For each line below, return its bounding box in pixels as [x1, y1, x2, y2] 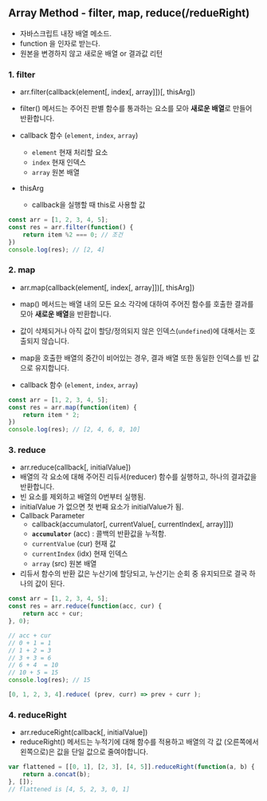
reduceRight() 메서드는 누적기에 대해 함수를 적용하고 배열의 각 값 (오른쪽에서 [19, 737, 259, 747]
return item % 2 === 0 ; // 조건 [22, 231, 124, 239]
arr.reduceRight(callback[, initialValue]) [19, 728, 148, 737]
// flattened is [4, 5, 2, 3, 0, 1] [8, 785, 130, 793]
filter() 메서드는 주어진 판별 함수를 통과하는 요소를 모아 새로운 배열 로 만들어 [19, 104, 253, 113]
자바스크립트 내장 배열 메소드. [19, 28, 112, 38]
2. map [8, 264, 36, 276]
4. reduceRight [8, 709, 67, 720]
